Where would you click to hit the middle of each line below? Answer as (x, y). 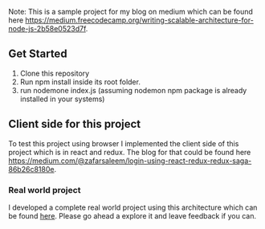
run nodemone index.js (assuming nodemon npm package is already (133, 90)
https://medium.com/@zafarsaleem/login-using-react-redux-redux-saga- (130, 161)
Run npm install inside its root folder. (80, 82)
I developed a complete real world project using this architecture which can (133, 207)
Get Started (38, 54)
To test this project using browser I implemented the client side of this (124, 143)
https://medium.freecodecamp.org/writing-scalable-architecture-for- (140, 20)
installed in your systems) (62, 99)
